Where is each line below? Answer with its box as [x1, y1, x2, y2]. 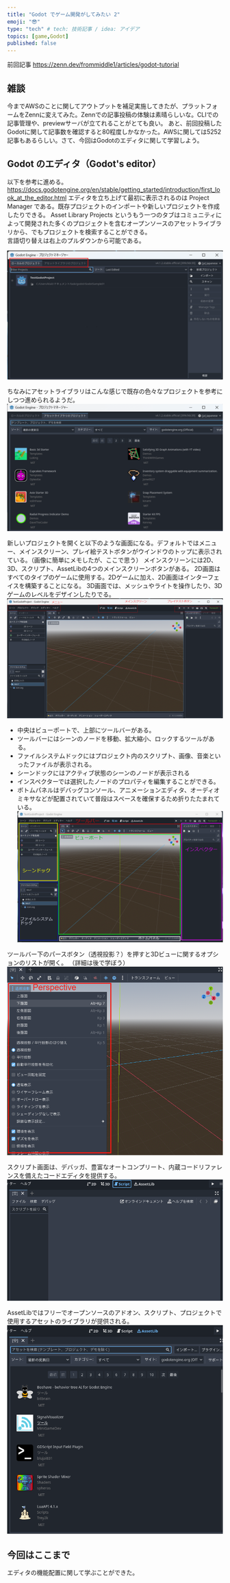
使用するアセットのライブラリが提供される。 [7, 1316, 133, 1325]
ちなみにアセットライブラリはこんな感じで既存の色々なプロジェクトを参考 [7, 387, 217, 395]
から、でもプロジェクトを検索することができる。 [12, 228, 151, 236]
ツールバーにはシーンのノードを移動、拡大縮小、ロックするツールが [16, 734, 209, 743]
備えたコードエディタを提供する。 [25, 1172, 121, 1180]
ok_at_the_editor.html [7, 193, 67, 201]
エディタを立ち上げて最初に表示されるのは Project [68, 193, 210, 201]
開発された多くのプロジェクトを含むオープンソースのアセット [24, 219, 199, 228]
